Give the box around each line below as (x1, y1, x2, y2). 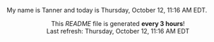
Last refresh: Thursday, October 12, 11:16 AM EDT (46, 27, 190, 35)
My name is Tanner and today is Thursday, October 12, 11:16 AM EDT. (6, 6, 208, 14)
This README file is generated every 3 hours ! (51, 20, 185, 27)
